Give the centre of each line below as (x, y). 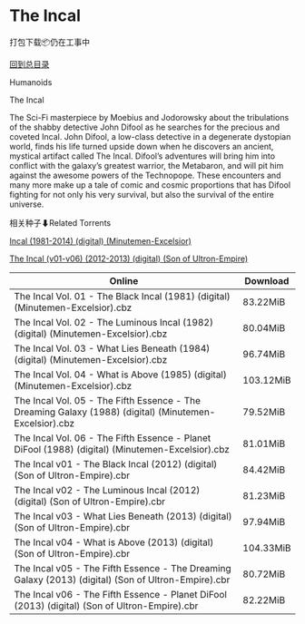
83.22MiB (264, 302)
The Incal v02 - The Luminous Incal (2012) (107, 490)
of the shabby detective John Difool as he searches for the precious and (145, 127)
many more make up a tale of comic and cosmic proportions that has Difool (150, 185)
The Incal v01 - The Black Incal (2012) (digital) (116, 463)
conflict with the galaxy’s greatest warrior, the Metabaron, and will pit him (147, 165)
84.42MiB (264, 470)
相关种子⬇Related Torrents (60, 222)
